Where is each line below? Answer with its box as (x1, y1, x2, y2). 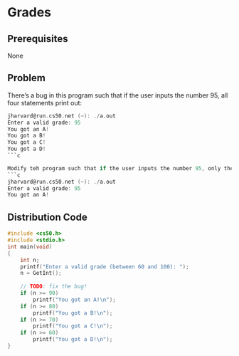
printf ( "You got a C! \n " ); (33, 323, 113, 330)
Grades (7, 4, 52, 21)
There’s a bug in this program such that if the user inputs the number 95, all (7, 90, 228, 100)
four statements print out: (7, 98, 83, 107)
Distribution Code (7, 211, 87, 223)
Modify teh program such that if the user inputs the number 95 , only (7, 164, 221, 172)
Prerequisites (7, 33, 68, 45)
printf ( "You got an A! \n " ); (33, 296, 116, 303)
